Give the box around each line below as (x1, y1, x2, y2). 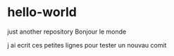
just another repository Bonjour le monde (7, 27, 127, 36)
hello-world (7, 4, 77, 20)
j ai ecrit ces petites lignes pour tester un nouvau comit (7, 41, 167, 49)
